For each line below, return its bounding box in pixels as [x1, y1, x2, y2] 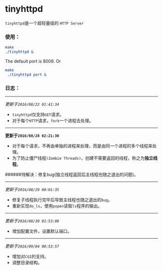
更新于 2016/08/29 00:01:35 [5, 187, 60, 193]
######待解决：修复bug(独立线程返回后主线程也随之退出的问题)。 [5, 172, 138, 177]
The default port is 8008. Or [5, 58, 61, 64]
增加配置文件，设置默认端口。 [12, 228, 72, 234]
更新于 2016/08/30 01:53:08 [5, 218, 60, 224]
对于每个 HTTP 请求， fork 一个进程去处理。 [12, 118, 94, 124]
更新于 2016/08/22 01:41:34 [5, 101, 60, 107]
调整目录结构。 [12, 260, 42, 266]
